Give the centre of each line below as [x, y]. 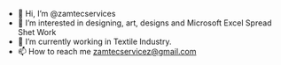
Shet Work [37, 32]
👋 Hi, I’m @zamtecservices [66, 14]
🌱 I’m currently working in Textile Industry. [94, 41]
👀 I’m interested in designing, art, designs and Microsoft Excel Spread [144, 23]
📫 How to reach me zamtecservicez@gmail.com [107, 51]
